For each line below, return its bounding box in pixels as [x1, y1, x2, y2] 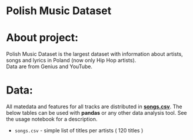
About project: [6, 31, 78, 45]
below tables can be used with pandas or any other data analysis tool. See [6, 109, 187, 116]
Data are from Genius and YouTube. [6, 63, 93, 70]
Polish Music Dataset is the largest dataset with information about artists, [6, 51, 184, 58]
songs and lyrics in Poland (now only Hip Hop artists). [6, 57, 137, 64]
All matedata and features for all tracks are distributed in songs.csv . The [6, 103, 182, 110]
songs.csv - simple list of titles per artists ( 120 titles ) [14, 127, 144, 134]
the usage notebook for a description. [6, 116, 98, 123]
